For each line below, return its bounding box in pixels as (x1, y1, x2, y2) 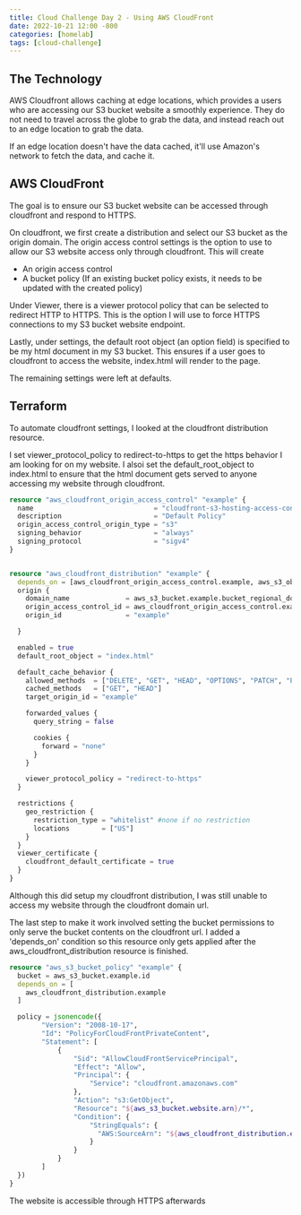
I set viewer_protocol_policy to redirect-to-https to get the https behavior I (9, 449, 283, 460)
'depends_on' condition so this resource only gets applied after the (9, 935, 257, 946)
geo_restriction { (25, 807, 94, 816)
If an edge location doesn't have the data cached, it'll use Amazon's (9, 141, 260, 152)
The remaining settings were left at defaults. (9, 373, 172, 383)
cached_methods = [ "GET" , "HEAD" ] (25, 685, 163, 694)
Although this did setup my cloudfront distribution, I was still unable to (9, 890, 268, 900)
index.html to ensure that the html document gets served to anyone (9, 468, 258, 479)
